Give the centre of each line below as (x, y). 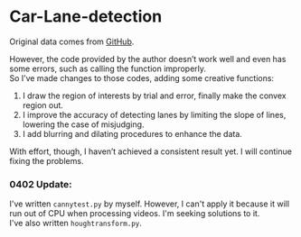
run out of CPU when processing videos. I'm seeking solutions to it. (135, 214)
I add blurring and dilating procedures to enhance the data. (132, 133)
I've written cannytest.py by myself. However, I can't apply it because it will (150, 204)
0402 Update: (41, 184)
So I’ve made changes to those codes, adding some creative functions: (141, 77)
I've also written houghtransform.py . (76, 223)
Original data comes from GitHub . (72, 41)
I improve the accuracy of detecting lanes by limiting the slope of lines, (154, 114)
